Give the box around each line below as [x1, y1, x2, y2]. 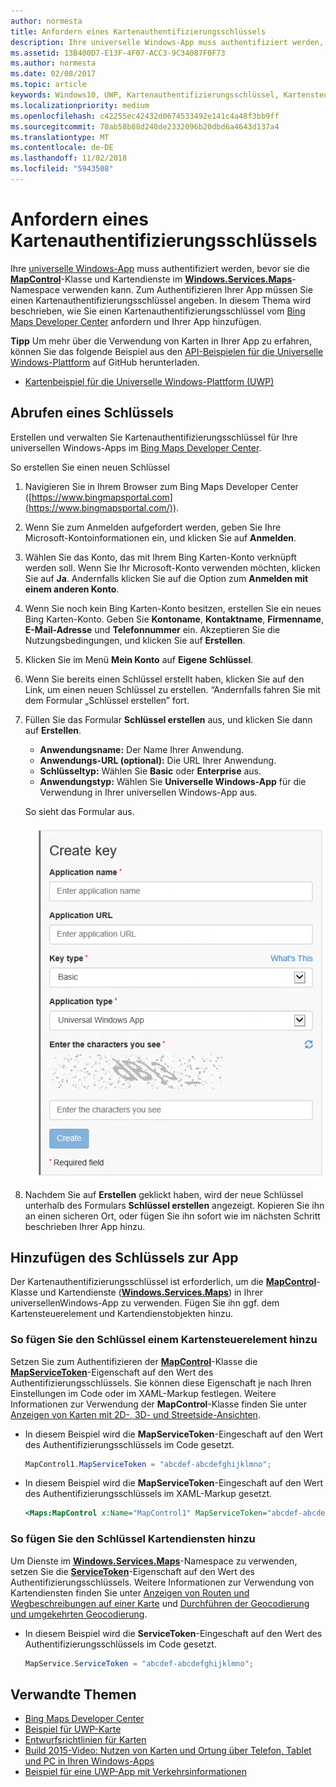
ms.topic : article [10, 80, 87, 90]
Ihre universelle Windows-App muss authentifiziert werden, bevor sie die [10, 262, 310, 274]
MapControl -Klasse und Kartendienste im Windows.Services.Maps [10, 273, 293, 285]
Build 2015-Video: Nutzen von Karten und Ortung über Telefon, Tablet [24, 1745, 312, 1757]
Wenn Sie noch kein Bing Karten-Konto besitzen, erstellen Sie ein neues [24, 602, 322, 614]
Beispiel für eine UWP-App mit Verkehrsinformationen [24, 1766, 247, 1778]
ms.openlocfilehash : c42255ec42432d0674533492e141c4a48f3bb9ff [10, 111, 280, 121]
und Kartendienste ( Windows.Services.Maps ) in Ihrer [39, 1286, 264, 1299]
